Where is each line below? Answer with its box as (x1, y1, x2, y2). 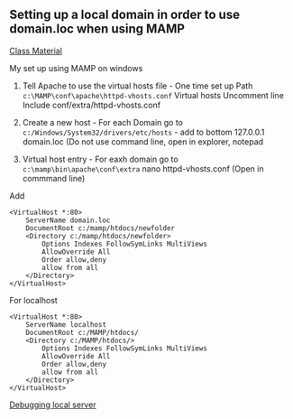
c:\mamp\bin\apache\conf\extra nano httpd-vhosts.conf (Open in (22, 163, 264, 174)
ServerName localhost (25, 320, 106, 329)
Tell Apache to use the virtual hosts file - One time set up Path (22, 80, 253, 91)
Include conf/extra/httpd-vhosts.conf (22, 99, 160, 110)
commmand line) (22, 172, 86, 183)
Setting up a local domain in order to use (9, 7, 241, 23)
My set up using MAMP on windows (9, 62, 143, 73)
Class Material (9, 45, 63, 56)
